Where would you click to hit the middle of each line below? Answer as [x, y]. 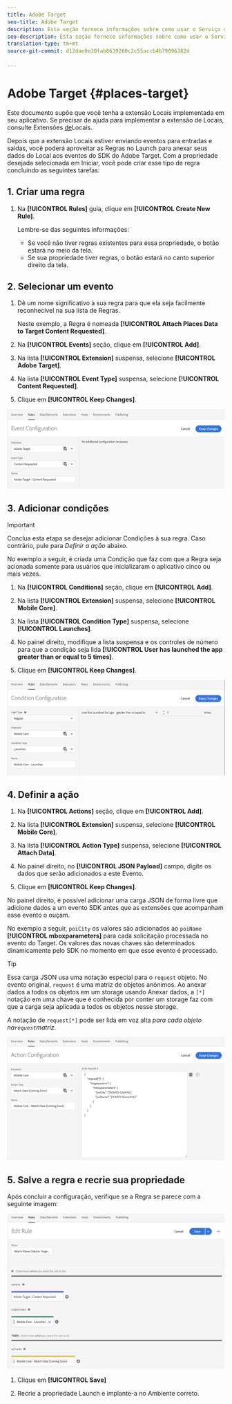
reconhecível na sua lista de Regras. [69, 311]
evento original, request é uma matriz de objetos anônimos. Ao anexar [107, 985]
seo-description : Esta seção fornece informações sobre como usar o [108, 37]
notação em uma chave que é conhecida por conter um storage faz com [110, 999]
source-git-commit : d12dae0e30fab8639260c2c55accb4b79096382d [98, 51]
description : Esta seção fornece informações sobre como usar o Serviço [114, 29]
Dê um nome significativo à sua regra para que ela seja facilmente [111, 303]
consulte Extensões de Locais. [50, 127]
